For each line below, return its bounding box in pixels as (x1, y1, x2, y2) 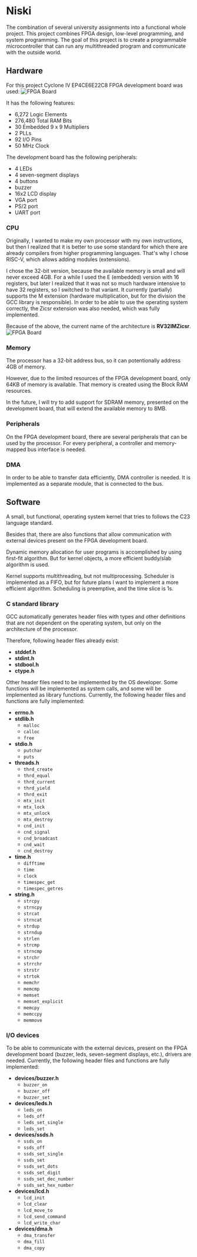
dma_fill (23, 1239, 45, 1245)
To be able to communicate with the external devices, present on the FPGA (6, 1044, 188, 1052)
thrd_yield (23, 785, 51, 792)
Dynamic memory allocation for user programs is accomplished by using (6, 548, 182, 556)
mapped (6, 446, 26, 453)
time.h (14, 853, 31, 860)
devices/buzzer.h (14, 1075, 59, 1082)
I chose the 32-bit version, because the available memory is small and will (6, 267, 185, 275)
